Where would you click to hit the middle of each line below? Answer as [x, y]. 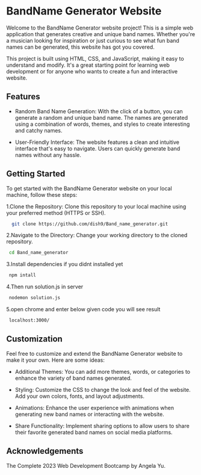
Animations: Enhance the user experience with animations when [94, 408]
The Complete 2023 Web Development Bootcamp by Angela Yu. [86, 465]
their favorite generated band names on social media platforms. [94, 432]
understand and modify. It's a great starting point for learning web [88, 65]
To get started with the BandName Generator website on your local [89, 188]
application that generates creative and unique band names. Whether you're [101, 34]
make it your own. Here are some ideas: [56, 360]
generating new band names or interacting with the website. [89, 414]
